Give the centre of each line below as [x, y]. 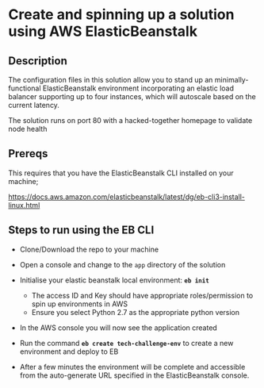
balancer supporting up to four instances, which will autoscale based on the [132, 96]
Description [38, 61]
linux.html [24, 205]
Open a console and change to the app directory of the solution [122, 264]
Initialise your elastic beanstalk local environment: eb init [115, 280]
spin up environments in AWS [80, 304]
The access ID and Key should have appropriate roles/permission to [142, 295]
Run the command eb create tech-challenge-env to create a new [126, 343]
